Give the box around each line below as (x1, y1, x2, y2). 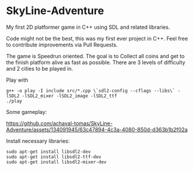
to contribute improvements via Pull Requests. (6, 41, 118, 48)
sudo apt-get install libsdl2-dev (6, 149, 91, 155)
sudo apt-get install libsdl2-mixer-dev (6, 159, 107, 165)
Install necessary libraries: (6, 137, 70, 145)
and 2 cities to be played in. (6, 65, 73, 72)
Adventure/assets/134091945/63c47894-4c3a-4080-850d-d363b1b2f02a (6, 126, 188, 133)
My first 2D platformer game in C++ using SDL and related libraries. (6, 24, 170, 31)
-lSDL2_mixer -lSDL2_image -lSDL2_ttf (21, 93, 117, 99)
